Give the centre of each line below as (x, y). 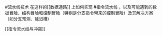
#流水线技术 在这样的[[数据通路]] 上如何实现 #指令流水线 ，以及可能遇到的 (79, 7)
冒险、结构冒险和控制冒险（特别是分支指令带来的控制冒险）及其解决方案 (81, 13)
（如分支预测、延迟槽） (28, 19)
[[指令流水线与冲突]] (25, 29)
